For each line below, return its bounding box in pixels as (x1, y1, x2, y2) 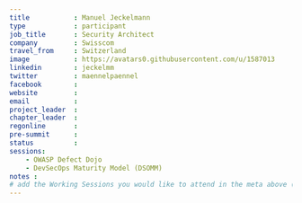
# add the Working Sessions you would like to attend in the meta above (9, 181, 288, 190)
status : (9, 138, 78, 147)
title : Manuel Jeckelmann (9, 13, 151, 22)
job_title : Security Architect (9, 30, 155, 39)
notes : (9, 172, 39, 181)
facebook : (9, 80, 78, 89)
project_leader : (9, 105, 78, 114)
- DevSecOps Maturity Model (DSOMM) (25, 163, 164, 172)
